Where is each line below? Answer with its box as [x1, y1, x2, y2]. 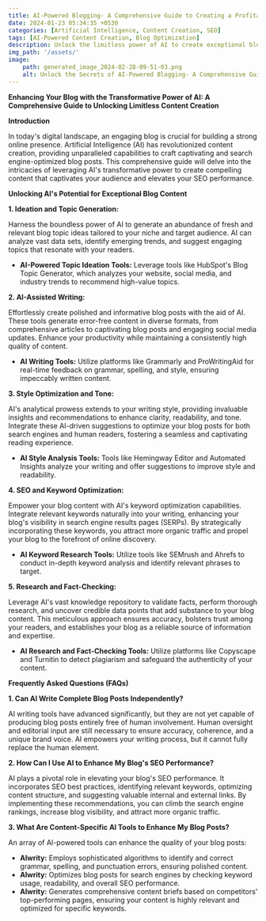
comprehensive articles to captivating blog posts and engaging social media [8, 324, 257, 333]
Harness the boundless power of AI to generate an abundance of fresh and [8, 219, 253, 229]
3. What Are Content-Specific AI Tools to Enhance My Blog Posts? [8, 822, 230, 832]
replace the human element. [8, 742, 100, 752]
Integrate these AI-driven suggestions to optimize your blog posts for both [8, 421, 251, 430]
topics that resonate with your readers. [8, 245, 135, 254]
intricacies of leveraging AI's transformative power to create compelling [8, 165, 242, 174]
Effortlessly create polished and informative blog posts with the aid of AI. [8, 307, 245, 317]
